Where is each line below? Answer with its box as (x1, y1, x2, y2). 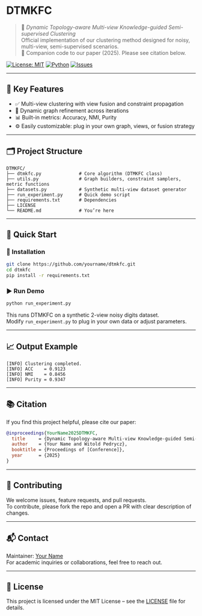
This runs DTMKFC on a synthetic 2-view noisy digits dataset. (6, 311, 159, 319)
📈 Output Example (6, 341, 78, 352)
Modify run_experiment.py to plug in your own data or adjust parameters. (6, 318, 187, 325)
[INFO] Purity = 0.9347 (6, 376, 66, 383)
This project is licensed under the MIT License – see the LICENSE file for (6, 598, 186, 605)
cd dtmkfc (6, 267, 31, 273)
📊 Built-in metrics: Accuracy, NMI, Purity (14, 113, 117, 121)
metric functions (6, 181, 50, 187)
